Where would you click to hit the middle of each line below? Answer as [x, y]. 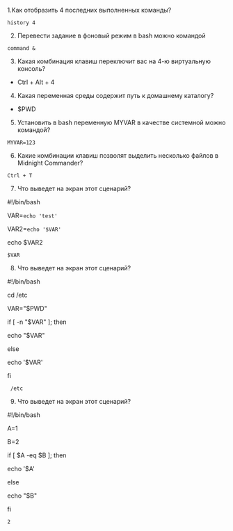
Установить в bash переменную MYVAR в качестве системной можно [121, 122]
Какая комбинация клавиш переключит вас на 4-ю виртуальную [114, 61]
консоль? [31, 68]
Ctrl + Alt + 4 [36, 82]
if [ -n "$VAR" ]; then [37, 322]
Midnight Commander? [50, 163]
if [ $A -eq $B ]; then [37, 455]
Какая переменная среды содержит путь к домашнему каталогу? [115, 96]
